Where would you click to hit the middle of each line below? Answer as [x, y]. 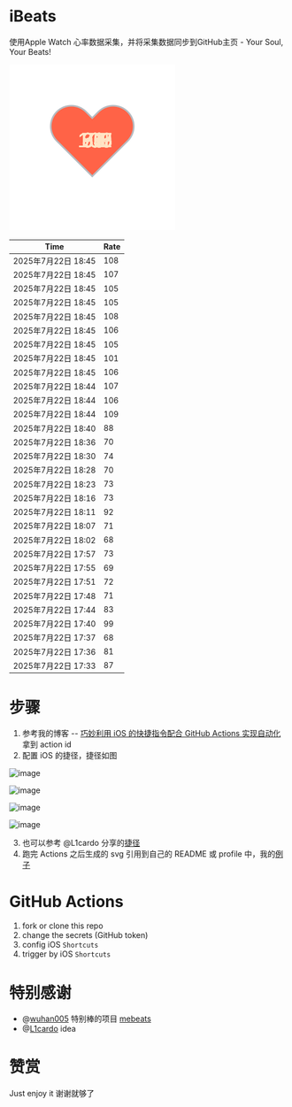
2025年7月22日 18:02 [54, 540]
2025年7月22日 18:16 [54, 498]
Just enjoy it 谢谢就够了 [52, 1094]
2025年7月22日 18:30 [54, 457]
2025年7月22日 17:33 [54, 665]
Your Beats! [30, 51]
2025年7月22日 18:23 [54, 484]
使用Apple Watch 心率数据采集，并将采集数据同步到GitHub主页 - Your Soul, [146, 42]
